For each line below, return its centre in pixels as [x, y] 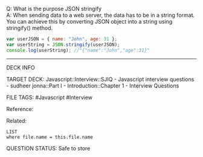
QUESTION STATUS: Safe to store [48, 148]
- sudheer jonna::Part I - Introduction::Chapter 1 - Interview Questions [93, 85]
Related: [17, 121]
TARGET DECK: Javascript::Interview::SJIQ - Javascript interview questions [100, 79]
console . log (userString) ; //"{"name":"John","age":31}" [78, 50]
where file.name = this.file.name [50, 137]
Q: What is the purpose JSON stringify [54, 9]
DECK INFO [21, 67]
